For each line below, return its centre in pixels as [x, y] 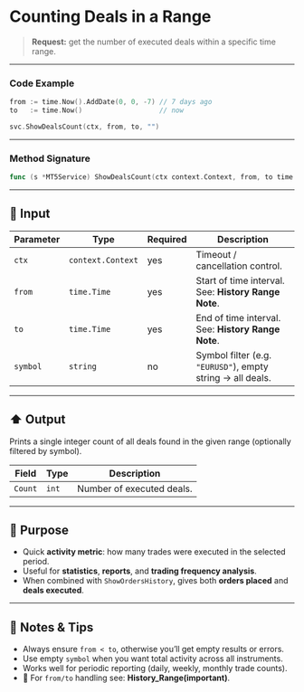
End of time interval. [238, 318]
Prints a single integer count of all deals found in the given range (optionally [150, 441]
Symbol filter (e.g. [234, 355]
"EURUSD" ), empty [232, 366]
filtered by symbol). [46, 450]
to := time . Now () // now [96, 110]
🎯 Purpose [39, 531]
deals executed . [53, 591]
